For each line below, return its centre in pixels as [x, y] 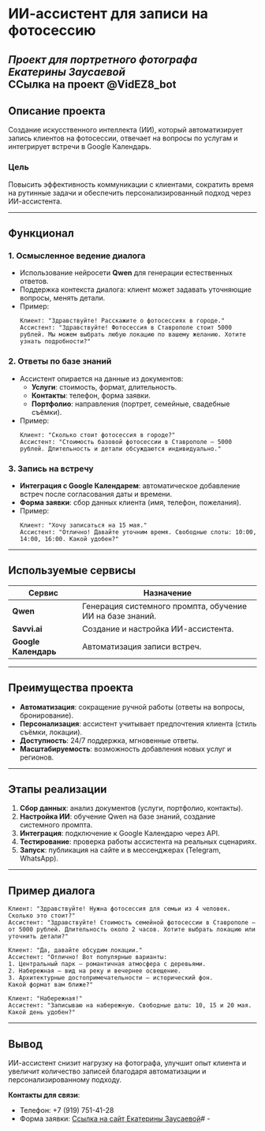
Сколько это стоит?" [42, 916]
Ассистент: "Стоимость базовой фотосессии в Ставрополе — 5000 [126, 442]
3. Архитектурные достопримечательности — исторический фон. [111, 978]
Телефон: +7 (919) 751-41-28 [67, 1110]
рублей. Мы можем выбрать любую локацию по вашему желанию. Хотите [132, 335]
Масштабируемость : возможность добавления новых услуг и [125, 748]
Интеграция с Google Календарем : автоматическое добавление [130, 485]
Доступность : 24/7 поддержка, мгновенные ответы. [109, 740]
